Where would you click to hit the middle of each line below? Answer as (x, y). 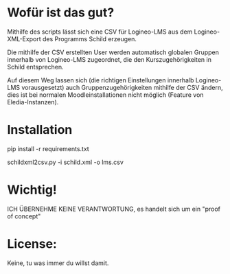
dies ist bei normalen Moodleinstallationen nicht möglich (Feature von (105, 95)
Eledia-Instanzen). (33, 102)
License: (32, 244)
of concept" (24, 216)
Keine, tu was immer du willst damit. (58, 263)
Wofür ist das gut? (61, 13)
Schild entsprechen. (35, 67)
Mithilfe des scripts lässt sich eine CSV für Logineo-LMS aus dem (100, 32)
